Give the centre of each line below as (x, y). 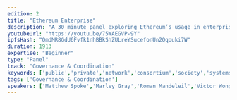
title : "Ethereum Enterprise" (52, 20)
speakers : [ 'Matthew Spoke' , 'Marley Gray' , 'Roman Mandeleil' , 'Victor (112, 86)
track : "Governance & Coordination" (61, 66)
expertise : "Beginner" (41, 54)
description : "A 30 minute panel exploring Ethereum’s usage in (104, 27)
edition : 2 (23, 14)
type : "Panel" (28, 60)
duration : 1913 (30, 46)
